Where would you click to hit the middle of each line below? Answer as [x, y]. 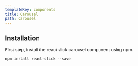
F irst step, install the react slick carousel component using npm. [69, 50]
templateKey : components [30, 9]
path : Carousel [20, 18]
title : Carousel [21, 14]
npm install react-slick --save [38, 59]
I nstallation [22, 38]
